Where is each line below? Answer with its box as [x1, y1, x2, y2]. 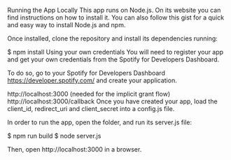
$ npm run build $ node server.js [7, 132, 101, 140]
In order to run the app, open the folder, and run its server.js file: [7, 118, 192, 126]
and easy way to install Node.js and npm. [7, 21, 126, 29]
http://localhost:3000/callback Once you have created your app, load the [7, 97, 218, 106]
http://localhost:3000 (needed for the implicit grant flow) [7, 90, 171, 98]
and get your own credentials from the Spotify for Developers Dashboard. [7, 55, 220, 64]
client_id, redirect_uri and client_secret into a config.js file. [7, 105, 175, 112]
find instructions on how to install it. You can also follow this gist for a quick [7, 13, 225, 22]
